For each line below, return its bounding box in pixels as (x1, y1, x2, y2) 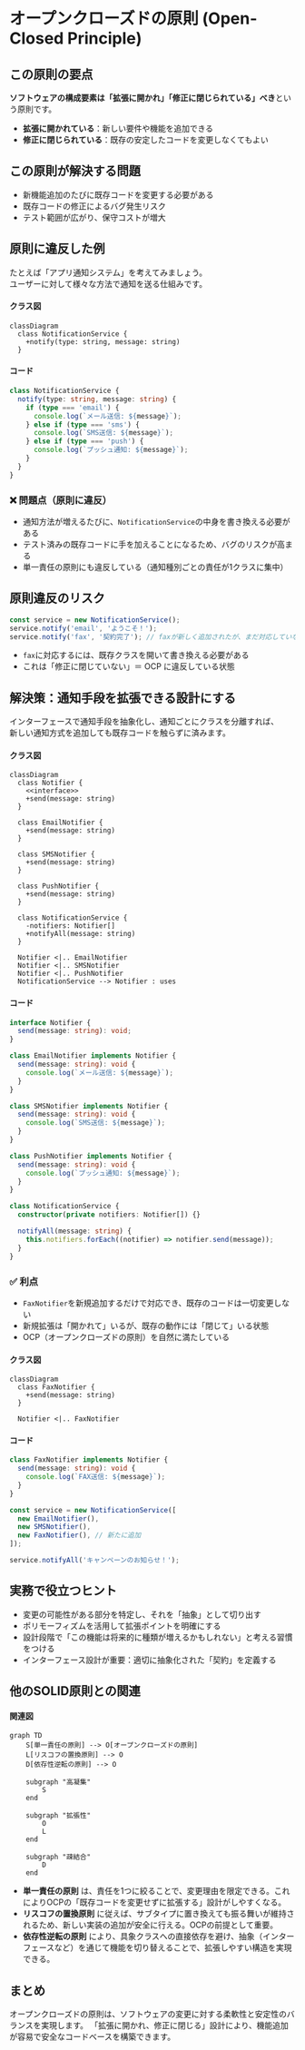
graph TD (9, 1731, 43, 1740)
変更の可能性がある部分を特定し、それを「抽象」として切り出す (22, 1609, 261, 1620)
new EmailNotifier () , (17, 1513, 100, 1523)
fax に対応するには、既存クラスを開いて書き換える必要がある (22, 650, 250, 661)
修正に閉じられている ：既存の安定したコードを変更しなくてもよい (22, 134, 270, 145)
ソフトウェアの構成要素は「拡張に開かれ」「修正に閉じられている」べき (9, 93, 276, 103)
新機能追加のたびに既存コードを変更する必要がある (22, 189, 214, 200)
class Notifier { (17, 778, 84, 788)
